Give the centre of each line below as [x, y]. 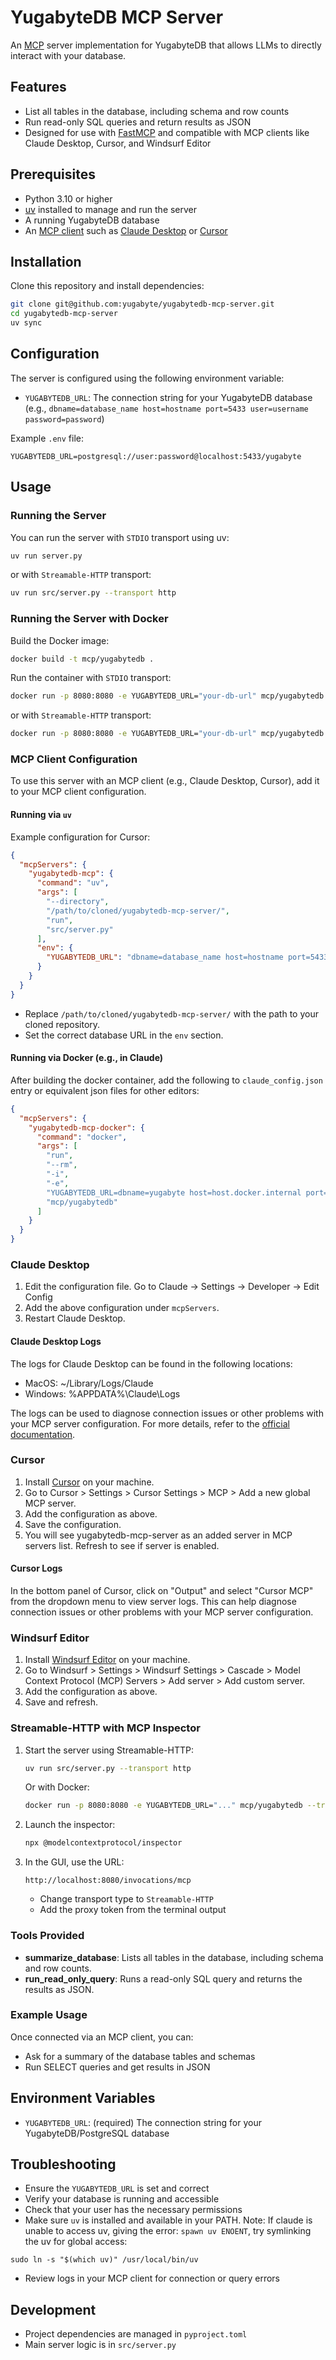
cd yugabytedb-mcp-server [64, 314]
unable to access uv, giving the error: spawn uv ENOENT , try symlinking [168, 2231]
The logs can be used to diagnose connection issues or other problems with [167, 1413]
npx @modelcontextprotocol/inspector [103, 1843]
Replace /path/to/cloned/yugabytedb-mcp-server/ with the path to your [171, 1013]
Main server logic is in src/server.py [100, 2345]
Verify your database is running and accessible [122, 2199]
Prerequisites [53, 174]
